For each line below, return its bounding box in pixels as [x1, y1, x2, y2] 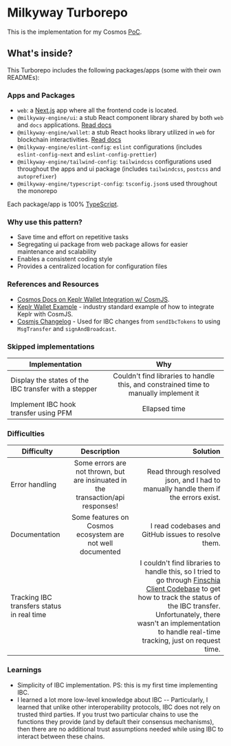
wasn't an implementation [137, 618, 221, 628]
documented [79, 547, 121, 556]
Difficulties [7, 429, 45, 438]
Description [80, 447, 120, 456]
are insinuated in [73, 476, 127, 485]
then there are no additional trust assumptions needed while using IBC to [16, 725, 223, 733]
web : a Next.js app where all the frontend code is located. [16, 106, 179, 114]
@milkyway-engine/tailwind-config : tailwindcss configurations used [16, 157, 212, 166]
